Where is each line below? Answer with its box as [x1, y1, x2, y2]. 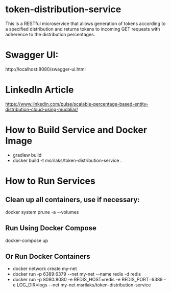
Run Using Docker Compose [5, 224, 97, 233]
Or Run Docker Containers [5, 252, 90, 261]
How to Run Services [5, 175, 95, 187]
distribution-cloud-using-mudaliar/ [5, 106, 78, 112]
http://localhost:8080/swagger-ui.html [5, 66, 86, 72]
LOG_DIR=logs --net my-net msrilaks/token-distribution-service [16, 282, 151, 288]
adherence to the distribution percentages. [5, 31, 95, 37]
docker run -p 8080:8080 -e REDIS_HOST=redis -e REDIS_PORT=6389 [12, 277, 163, 283]
